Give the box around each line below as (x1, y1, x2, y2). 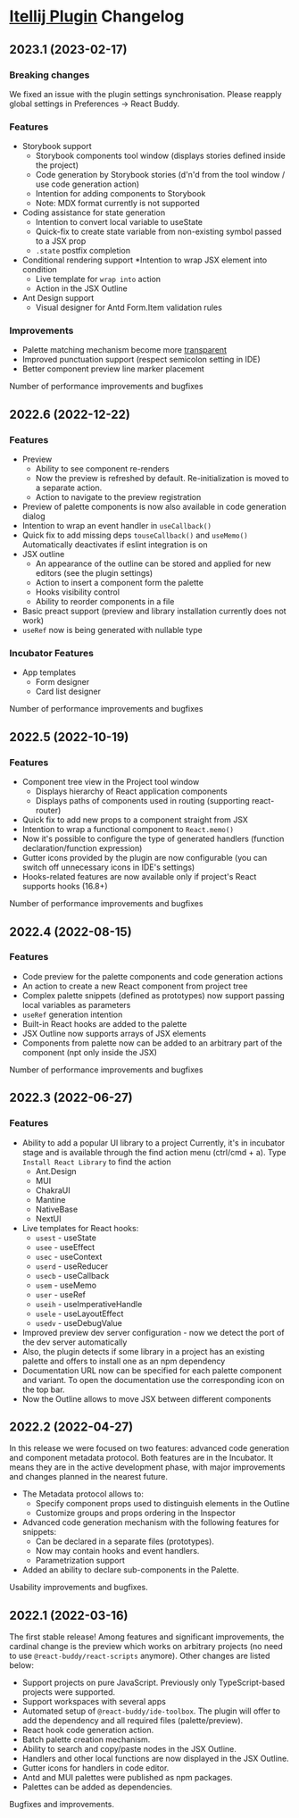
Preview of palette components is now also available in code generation (21, 502, 287, 513)
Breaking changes (9, 69, 90, 81)
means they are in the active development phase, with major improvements (9, 1462, 286, 1472)
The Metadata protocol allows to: (21, 1489, 145, 1499)
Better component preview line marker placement (21, 363, 205, 374)
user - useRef (35, 1288, 87, 1300)
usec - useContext (35, 1251, 103, 1262)
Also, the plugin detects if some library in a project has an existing (21, 1346, 265, 1356)
